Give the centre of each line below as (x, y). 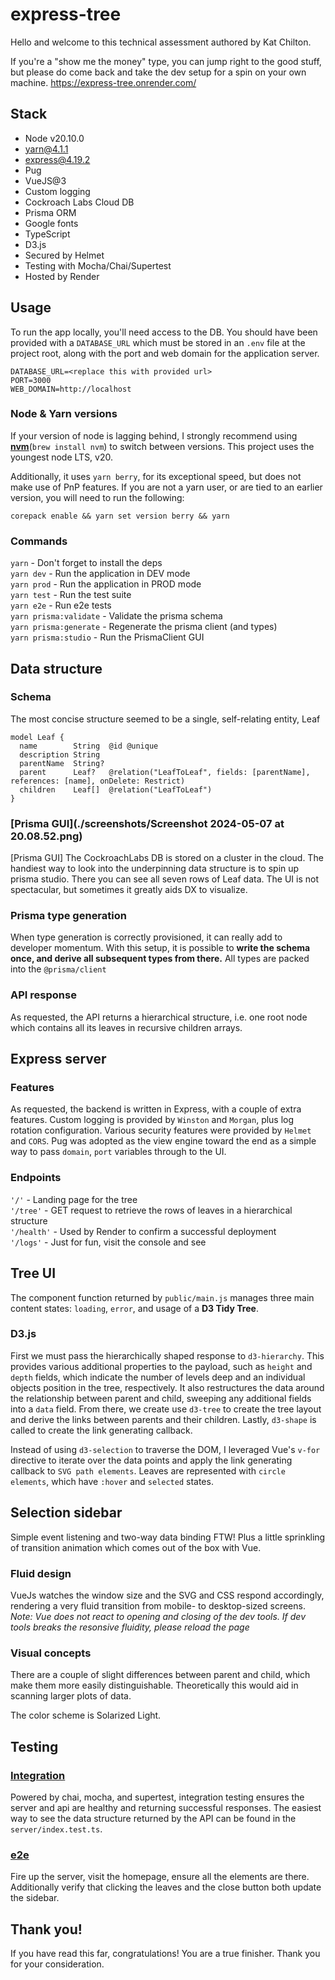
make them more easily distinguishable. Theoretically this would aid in (154, 1685)
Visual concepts (51, 1653)
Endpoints (36, 1178)
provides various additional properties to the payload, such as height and (161, 1366)
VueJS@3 (45, 180)
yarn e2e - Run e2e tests (61, 605)
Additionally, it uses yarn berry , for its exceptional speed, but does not (156, 476)
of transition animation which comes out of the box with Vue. (136, 1547)
